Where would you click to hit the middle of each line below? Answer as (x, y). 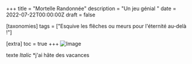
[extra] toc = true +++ (33, 44)
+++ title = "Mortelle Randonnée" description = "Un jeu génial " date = (91, 9)
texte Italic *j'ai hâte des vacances (48, 55)
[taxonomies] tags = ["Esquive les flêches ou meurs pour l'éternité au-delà (96, 26)
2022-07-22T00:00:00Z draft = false (51, 15)
